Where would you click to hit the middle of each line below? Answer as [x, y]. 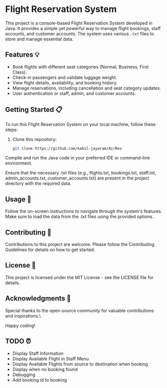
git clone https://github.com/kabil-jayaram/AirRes [67, 148]
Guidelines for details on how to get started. [50, 250]
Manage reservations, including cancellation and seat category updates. [86, 88]
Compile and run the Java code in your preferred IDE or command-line [78, 158]
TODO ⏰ [18, 341]
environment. [19, 163]
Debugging [24, 374]
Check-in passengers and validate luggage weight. [65, 77]
